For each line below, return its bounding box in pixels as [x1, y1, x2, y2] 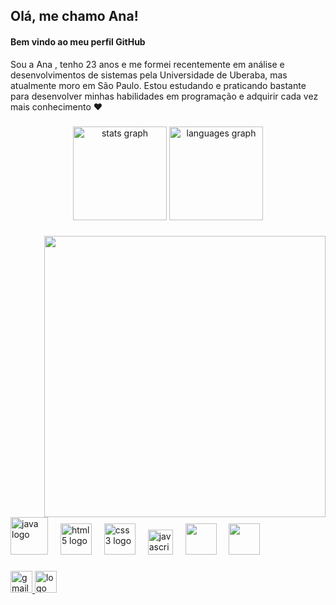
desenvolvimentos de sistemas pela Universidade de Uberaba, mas [10, 69, 288, 81]
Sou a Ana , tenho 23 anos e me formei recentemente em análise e [10, 58, 285, 70]
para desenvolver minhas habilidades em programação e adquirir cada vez [10, 90, 319, 102]
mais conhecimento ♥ [10, 100, 103, 113]
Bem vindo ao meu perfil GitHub [10, 35, 146, 48]
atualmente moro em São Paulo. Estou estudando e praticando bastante [10, 79, 307, 91]
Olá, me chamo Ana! [10, 8, 139, 25]
